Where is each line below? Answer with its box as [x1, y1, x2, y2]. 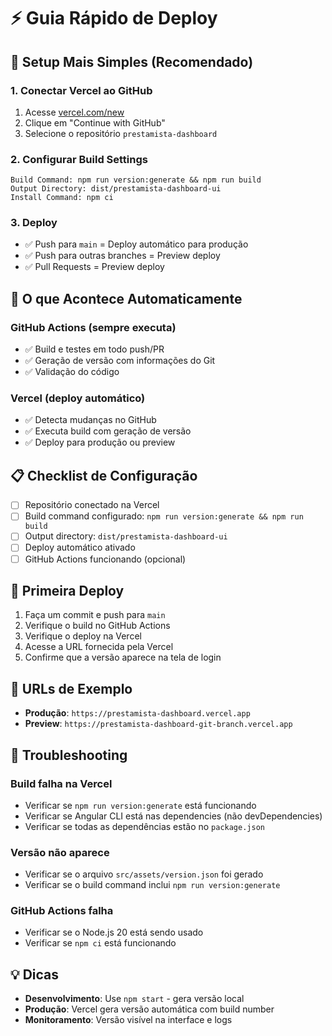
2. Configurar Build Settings [10, 152, 148, 166]
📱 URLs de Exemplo [10, 680, 133, 697]
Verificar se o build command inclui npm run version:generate [24, 879, 281, 891]
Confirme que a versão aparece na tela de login [24, 651, 222, 664]
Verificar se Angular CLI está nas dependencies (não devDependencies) [24, 810, 323, 822]
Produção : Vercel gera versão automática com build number [24, 1003, 275, 1015]
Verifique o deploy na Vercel [24, 630, 142, 642]
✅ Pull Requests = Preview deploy [24, 261, 165, 273]
